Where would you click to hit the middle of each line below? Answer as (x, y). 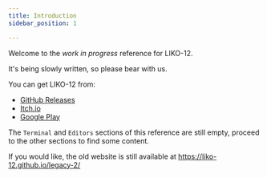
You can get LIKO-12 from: (52, 84)
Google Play (40, 116)
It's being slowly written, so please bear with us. (88, 68)
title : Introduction (43, 16)
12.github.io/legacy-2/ (44, 164)
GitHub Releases (47, 99)
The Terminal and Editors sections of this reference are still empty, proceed (134, 132)
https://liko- (197, 156)
